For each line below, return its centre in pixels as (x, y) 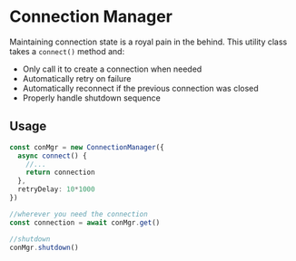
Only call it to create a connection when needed (112, 69)
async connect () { (53, 156)
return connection (60, 173)
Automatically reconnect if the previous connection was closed (140, 88)
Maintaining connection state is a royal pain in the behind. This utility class (148, 42)
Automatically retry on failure (77, 78)
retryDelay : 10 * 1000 (56, 189)
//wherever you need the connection (79, 214)
